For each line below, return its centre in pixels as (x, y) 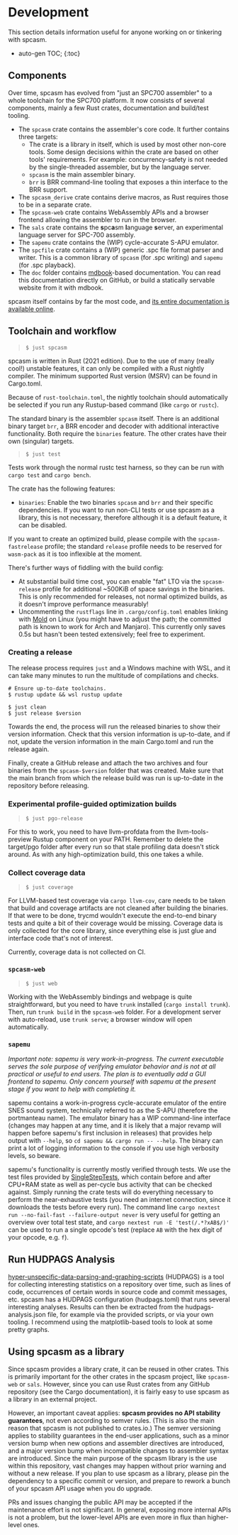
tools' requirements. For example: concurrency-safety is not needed (128, 159)
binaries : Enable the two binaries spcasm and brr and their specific (115, 502)
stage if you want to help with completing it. (72, 1089)
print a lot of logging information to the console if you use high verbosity (114, 1148)
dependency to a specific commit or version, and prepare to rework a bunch (119, 1480)
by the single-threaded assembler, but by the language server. (120, 167)
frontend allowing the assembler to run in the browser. (97, 219)
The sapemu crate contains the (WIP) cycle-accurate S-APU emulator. (118, 242)
